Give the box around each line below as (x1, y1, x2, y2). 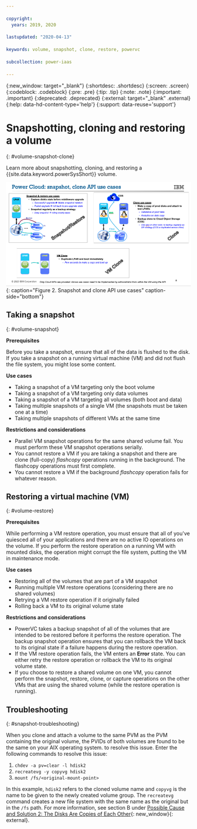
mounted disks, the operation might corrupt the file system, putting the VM (6, 549, 187, 556)
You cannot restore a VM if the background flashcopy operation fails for (14, 468, 189, 475)
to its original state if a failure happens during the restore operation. (14, 644, 178, 651)
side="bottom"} (6, 293, 44, 300)
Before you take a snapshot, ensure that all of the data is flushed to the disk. (6, 348, 191, 355)
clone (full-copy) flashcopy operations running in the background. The (14, 456, 186, 463)
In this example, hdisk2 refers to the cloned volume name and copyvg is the (6, 786, 186, 793)
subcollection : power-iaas (6, 59, 72, 65)
